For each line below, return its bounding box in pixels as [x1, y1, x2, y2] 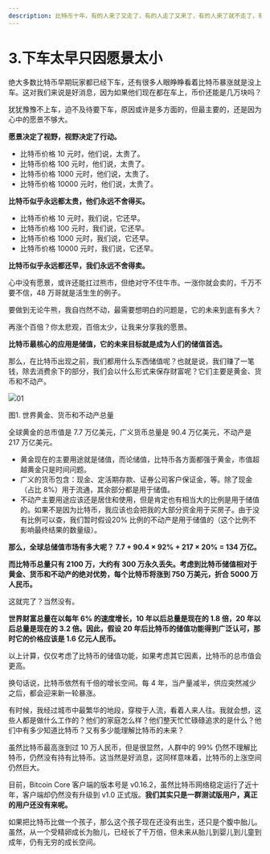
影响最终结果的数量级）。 [19, 524, 102, 534]
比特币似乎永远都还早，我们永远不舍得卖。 [8, 260, 149, 270]
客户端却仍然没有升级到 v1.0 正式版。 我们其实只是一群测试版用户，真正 [22, 790, 258, 799]
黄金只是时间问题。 [27, 464, 91, 474]
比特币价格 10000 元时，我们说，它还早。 [19, 243, 158, 253]
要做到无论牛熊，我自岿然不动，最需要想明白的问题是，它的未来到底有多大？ [8, 305, 262, 314]
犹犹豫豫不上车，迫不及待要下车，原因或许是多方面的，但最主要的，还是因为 [8, 104, 262, 114]
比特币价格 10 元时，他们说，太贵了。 [19, 148, 145, 158]
